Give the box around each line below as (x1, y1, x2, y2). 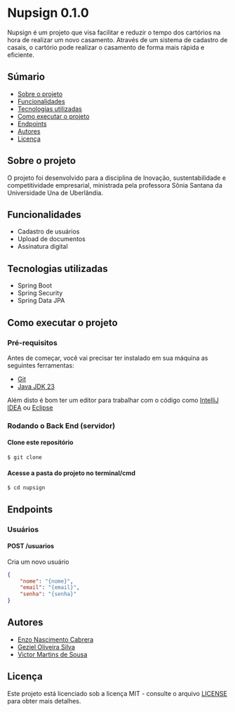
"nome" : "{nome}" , (20, 578, 74, 585)
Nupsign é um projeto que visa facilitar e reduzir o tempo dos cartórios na (7, 28, 221, 37)
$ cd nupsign (7, 484, 46, 491)
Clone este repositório (7, 438, 74, 447)
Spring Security (17, 289, 63, 297)
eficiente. (7, 51, 35, 59)
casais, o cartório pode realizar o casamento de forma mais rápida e (7, 43, 205, 51)
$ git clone (7, 454, 42, 461)
